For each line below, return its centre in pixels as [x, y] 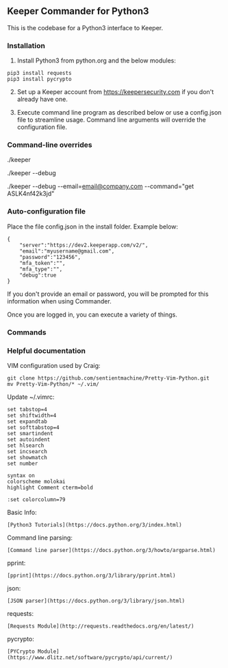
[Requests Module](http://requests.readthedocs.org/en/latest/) [101, 626]
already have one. [42, 100]
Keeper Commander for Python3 [78, 11]
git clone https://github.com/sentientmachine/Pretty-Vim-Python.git [109, 378]
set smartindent [30, 433]
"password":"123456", [50, 257]
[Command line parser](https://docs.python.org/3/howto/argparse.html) [111, 550]
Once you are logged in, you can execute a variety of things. [92, 314]
